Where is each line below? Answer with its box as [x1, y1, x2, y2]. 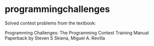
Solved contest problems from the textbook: [5, 20, 96, 26]
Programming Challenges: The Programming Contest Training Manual [5, 29, 149, 35]
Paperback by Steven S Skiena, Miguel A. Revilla [5, 35, 105, 41]
